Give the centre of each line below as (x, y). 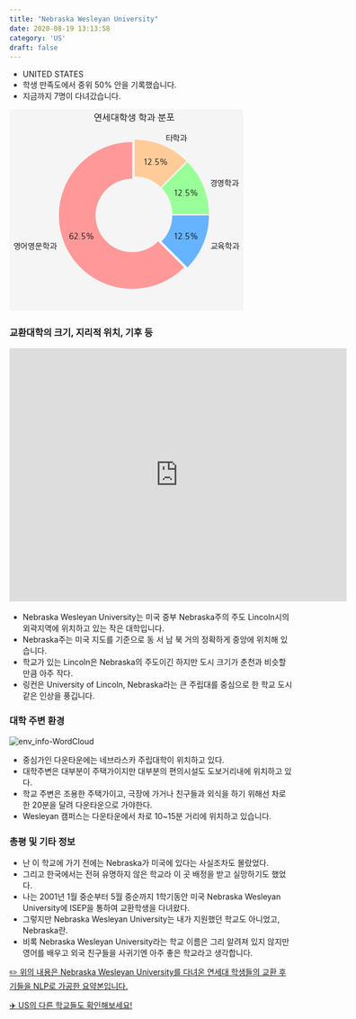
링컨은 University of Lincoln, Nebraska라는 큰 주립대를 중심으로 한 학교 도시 (157, 684)
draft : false (34, 48)
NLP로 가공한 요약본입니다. (80, 987)
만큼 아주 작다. (48, 673)
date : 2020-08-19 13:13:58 (60, 28)
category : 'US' (38, 38)
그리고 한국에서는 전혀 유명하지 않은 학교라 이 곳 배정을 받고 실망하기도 (146, 874)
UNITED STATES (53, 74)
